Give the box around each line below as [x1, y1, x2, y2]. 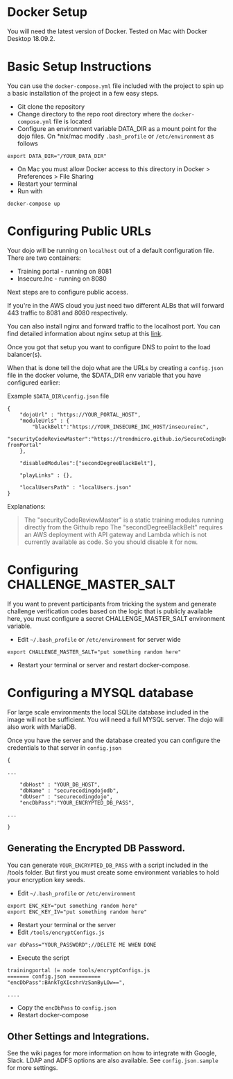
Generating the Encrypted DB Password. [7, 843, 186, 854]
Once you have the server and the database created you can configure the [7, 736, 221, 744]
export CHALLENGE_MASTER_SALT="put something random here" [7, 649, 182, 656]
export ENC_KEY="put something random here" [7, 902, 138, 909]
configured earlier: [7, 378, 60, 387]
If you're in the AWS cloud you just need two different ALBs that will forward [7, 301, 225, 309]
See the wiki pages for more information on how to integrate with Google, [7, 1049, 217, 1058]
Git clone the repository [17, 102, 85, 111]
